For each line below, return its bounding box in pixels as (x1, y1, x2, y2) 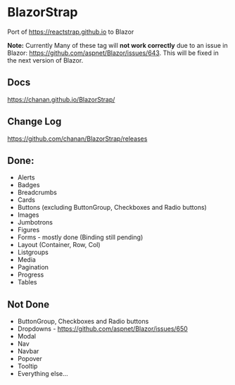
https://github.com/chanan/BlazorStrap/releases (7, 134, 148, 143)
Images (17, 210, 39, 219)
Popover (17, 355, 42, 363)
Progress (17, 270, 44, 279)
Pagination (17, 263, 49, 272)
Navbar (17, 347, 39, 355)
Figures (17, 226, 40, 234)
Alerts (17, 173, 35, 182)
